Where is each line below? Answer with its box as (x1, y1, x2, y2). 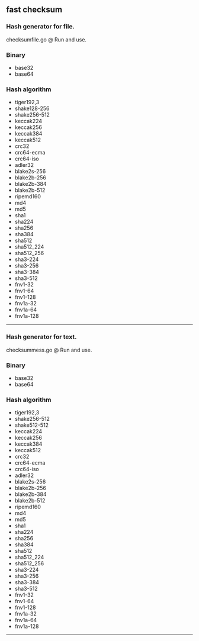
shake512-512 (14, 421, 49, 429)
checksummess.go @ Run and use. (6, 346, 92, 353)
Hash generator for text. (6, 333, 77, 341)
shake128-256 (14, 105, 50, 112)
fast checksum (6, 5, 63, 15)
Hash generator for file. (6, 22, 75, 31)
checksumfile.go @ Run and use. (6, 36, 87, 43)
